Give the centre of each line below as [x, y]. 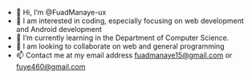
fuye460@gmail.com [51, 67]
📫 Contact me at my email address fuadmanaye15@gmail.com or [124, 55]
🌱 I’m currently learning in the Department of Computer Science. [122, 38]
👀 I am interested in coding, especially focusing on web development [130, 21]
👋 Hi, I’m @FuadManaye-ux [61, 12]
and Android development [59, 29]
